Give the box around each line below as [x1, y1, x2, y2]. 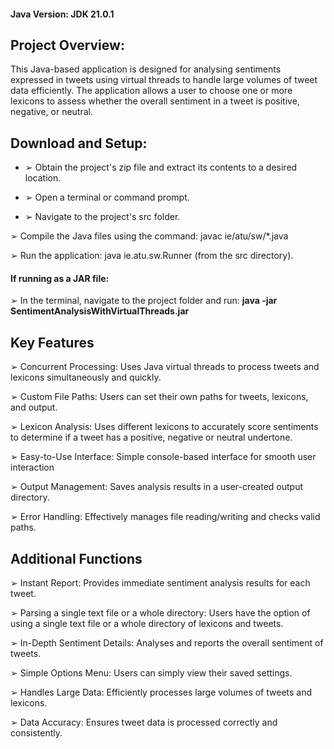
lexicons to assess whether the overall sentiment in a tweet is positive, [10, 95, 300, 107]
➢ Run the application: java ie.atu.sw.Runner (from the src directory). [10, 250, 294, 262]
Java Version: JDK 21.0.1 [10, 8, 115, 20]
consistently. [10, 727, 63, 739]
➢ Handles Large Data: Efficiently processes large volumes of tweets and [10, 686, 313, 699]
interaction [10, 461, 55, 474]
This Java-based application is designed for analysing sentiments [10, 63, 282, 75]
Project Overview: [10, 36, 125, 54]
